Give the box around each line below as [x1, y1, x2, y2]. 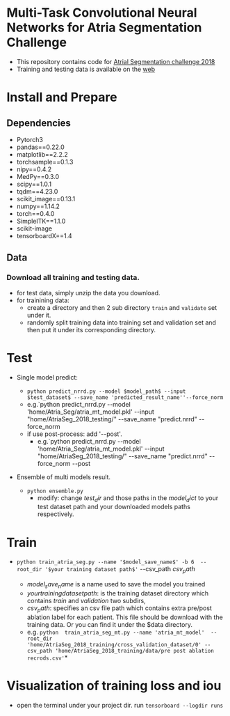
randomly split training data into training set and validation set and [26, 318, 217, 327]
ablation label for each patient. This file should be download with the [26, 613, 223, 621]
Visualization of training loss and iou [6, 678, 222, 694]
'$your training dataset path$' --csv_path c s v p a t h [44, 565, 196, 575]
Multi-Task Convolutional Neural [6, 5, 197, 21]
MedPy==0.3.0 [16, 172, 60, 180]
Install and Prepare [6, 89, 117, 105]
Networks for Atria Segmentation [6, 20, 202, 36]
